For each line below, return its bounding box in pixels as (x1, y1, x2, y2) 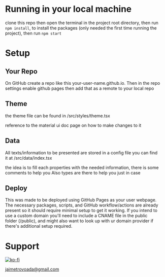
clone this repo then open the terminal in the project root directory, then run (5, 20, 159, 26)
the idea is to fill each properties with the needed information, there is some (5, 164, 159, 171)
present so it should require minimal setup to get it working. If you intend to (5, 208, 158, 213)
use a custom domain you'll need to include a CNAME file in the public (5, 213, 148, 219)
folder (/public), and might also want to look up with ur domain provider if (5, 218, 154, 224)
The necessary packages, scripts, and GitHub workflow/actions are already (5, 202, 159, 208)
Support (5, 241, 39, 252)
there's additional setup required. (5, 223, 72, 229)
